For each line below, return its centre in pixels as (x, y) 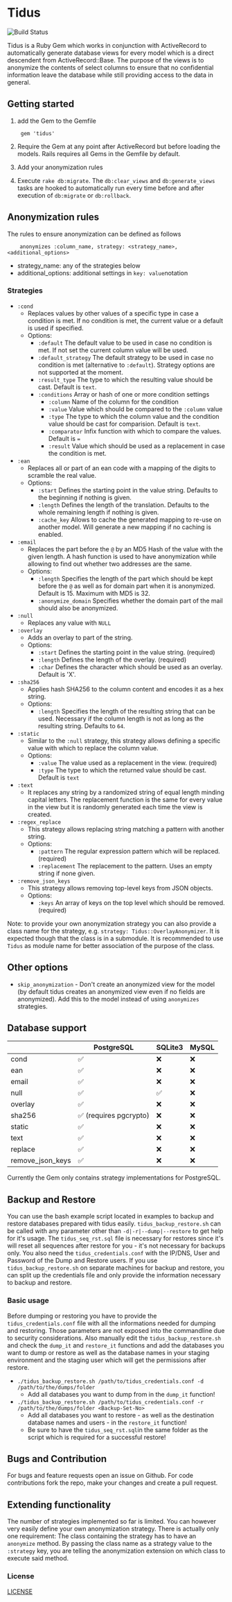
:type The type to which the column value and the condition (134, 416)
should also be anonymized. (78, 608)
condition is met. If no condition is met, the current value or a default (125, 320)
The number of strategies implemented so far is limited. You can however (112, 1522)
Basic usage (28, 1300)
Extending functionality (59, 1505)
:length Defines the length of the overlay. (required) (112, 660)
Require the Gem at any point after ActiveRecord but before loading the (118, 146)
